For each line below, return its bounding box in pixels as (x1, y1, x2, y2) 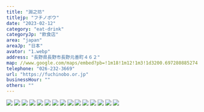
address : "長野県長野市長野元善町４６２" (6, 54, 101, 60)
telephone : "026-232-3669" (6, 65, 75, 72)
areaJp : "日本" (6, 43, 43, 49)
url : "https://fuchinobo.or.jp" (6, 71, 89, 77)
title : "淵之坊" (6, 9, 45, 15)
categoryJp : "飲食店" (6, 32, 59, 38)
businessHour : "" (6, 77, 51, 83)
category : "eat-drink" (6, 26, 64, 32)
